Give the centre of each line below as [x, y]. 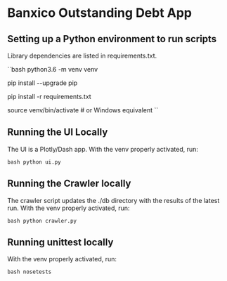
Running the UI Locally [58, 132]
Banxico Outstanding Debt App [99, 13]
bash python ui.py [34, 162]
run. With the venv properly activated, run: [69, 208]
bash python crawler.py [42, 221]
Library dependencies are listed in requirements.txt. [82, 55]
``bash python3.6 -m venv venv [53, 69]
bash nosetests [30, 272]
